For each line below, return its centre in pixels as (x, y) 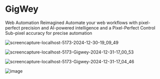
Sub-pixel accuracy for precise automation (49, 33)
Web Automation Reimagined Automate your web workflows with (71, 23)
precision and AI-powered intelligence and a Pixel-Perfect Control (88, 27)
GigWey (22, 9)
